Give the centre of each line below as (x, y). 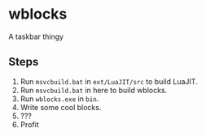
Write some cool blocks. (61, 107)
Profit (29, 124)
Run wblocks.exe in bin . (59, 99)
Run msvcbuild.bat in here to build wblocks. (94, 90)
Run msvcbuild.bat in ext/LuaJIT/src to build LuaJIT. (109, 81)
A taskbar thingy (36, 36)
